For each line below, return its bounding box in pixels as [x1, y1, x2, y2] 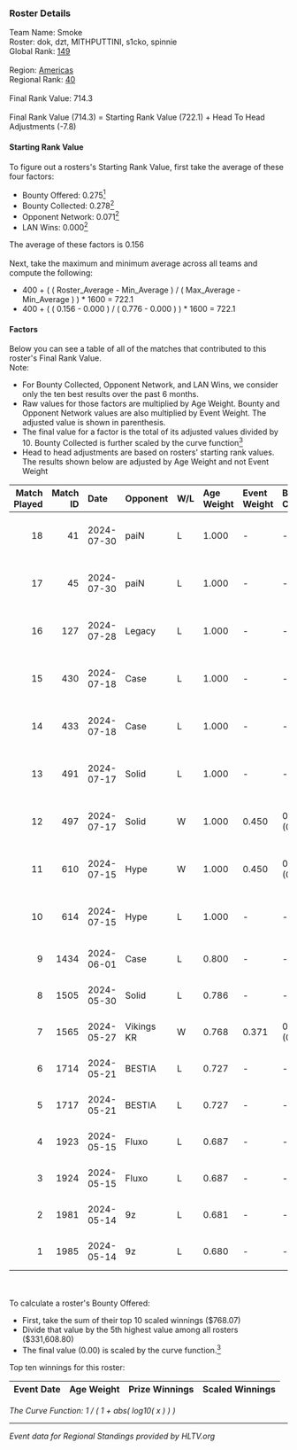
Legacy [125, 624, 156, 636]
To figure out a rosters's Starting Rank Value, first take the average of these [9, 161, 285, 172]
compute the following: [9, 268, 93, 278]
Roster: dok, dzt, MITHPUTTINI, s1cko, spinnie [9, 36, 178, 47]
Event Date [13, 1383, 61, 1395]
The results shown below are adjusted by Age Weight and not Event [21, 456, 270, 467]
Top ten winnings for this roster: [9, 1361, 126, 1372]
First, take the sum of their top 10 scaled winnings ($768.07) [21, 1314, 241, 1325]
